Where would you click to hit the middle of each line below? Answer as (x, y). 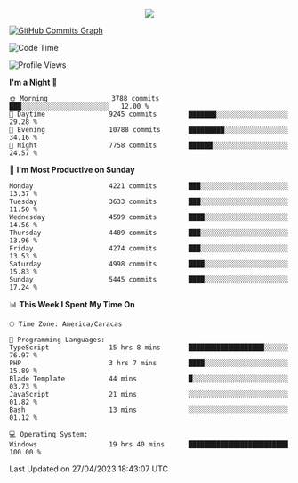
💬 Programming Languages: (57, 340)
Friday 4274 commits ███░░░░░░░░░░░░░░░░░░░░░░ (149, 249)
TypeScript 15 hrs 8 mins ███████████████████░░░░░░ (149, 348)
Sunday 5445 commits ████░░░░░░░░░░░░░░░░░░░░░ (149, 280)
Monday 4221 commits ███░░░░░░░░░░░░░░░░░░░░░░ (149, 186)
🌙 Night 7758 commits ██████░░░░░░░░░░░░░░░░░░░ (149, 145)
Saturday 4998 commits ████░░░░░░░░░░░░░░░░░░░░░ (149, 264)
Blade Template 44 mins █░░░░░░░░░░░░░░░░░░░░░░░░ (149, 379)
